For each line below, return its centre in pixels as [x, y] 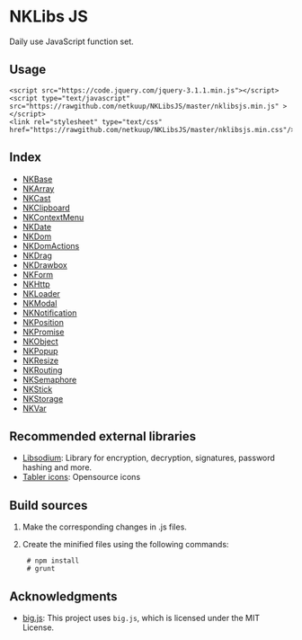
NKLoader [41, 293]
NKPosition [43, 322]
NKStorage [43, 398]
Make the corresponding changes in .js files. [104, 527]
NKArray [38, 188]
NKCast [36, 198]
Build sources [49, 505]
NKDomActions [51, 245]
